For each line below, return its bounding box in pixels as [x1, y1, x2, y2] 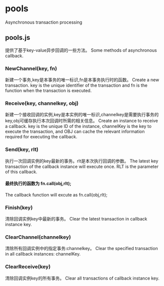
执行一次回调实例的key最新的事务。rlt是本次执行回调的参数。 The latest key [5, 158, 159, 164]
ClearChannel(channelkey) [5, 234, 71, 241]
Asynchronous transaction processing [5, 19, 83, 25]
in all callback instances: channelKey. [5, 251, 81, 257]
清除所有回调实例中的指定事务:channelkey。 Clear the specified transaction [5, 246, 158, 252]
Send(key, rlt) [5, 146, 38, 153]
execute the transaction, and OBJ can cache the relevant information [5, 128, 145, 134]
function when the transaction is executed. [5, 88, 92, 94]
